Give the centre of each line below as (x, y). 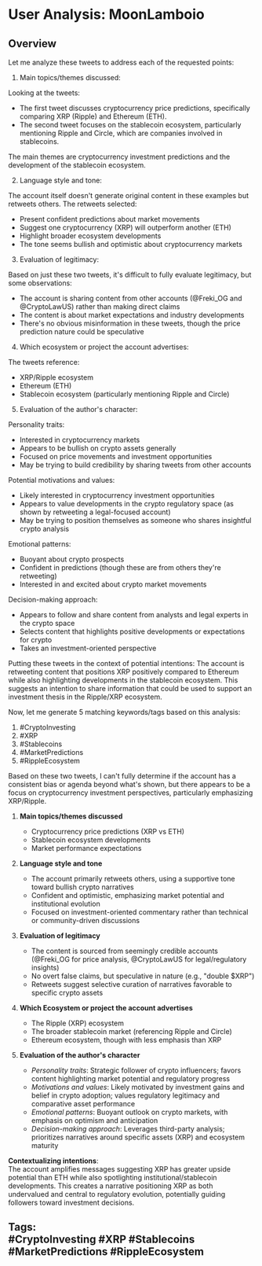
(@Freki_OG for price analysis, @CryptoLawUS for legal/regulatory (139, 959)
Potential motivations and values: (62, 480)
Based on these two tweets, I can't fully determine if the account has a (122, 776)
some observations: (40, 283)
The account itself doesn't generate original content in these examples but (129, 195)
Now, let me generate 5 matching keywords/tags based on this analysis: (124, 712)
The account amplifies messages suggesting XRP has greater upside (120, 1169)
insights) (45, 968)
